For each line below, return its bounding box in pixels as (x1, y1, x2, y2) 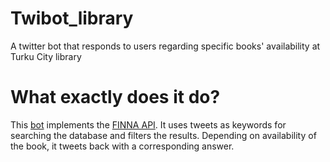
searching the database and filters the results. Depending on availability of (10, 129, 317, 141)
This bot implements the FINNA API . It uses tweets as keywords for (10, 118, 287, 131)
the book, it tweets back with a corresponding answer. (10, 140, 235, 152)
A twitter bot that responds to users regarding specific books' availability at (10, 40, 321, 52)
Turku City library (10, 50, 82, 62)
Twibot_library (10, 7, 134, 30)
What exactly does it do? (10, 86, 221, 109)
